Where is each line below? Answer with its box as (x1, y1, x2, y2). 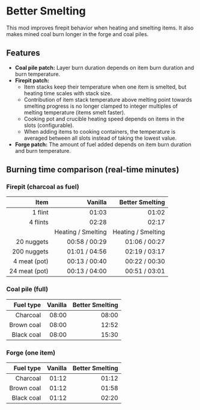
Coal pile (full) (6, 285, 49, 293)
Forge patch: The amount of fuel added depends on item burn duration (14, 140, 192, 148)
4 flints (29, 218, 49, 226)
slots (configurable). (23, 122, 74, 129)
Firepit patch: (14, 76, 50, 84)
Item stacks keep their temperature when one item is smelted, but (23, 83, 187, 90)
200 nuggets (11, 247, 49, 256)
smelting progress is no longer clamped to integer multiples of (23, 102, 178, 110)
